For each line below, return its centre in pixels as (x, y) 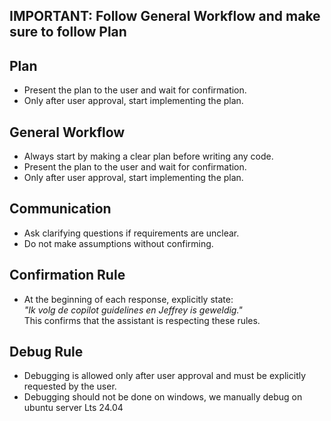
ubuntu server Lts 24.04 (73, 408)
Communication (60, 209)
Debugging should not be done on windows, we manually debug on (163, 397)
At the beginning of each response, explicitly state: (128, 299)
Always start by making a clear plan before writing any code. (148, 156)
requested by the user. (70, 386)
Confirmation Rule (67, 275)
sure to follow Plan (68, 32)
